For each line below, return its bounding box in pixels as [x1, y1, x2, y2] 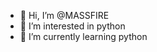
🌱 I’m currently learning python [19, 31, 148, 42]
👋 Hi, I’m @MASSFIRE [19, 10, 110, 21]
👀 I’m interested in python [19, 20, 126, 32]
